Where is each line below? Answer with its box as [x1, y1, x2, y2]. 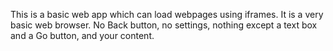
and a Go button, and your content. [10, 30, 155, 41]
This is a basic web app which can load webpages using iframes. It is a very [10, 9, 324, 20]
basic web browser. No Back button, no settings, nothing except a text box [10, 19, 318, 31]
